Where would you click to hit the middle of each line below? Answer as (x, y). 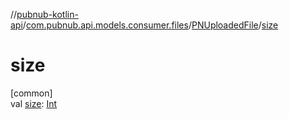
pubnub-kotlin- (47, 14)
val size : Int (34, 103)
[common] (31, 93)
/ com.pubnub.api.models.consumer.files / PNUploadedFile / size (150, 25)
